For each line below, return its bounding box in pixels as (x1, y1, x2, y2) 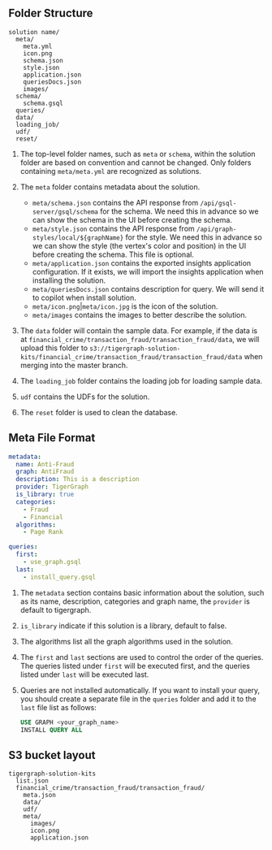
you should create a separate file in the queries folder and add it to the (19, 694, 257, 704)
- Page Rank (23, 528, 63, 536)
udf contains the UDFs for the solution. (19, 392, 150, 401)
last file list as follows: (19, 702, 97, 712)
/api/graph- (196, 225, 237, 233)
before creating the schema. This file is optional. (32, 249, 195, 259)
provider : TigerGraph (15, 483, 89, 491)
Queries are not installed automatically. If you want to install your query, (19, 685, 261, 695)
